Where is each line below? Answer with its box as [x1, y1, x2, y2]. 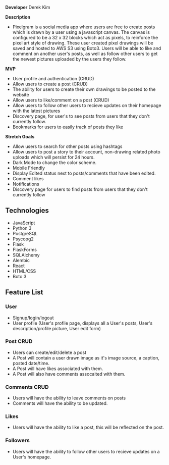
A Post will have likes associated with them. [12, 366, 103, 372]
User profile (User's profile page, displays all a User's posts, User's [12, 320, 153, 326]
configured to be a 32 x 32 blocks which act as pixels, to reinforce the [12, 35, 158, 40]
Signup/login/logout [12, 315, 54, 321]
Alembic [12, 257, 30, 263]
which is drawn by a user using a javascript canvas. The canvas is [12, 29, 150, 35]
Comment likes [12, 176, 44, 181]
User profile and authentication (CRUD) [12, 76, 94, 81]
